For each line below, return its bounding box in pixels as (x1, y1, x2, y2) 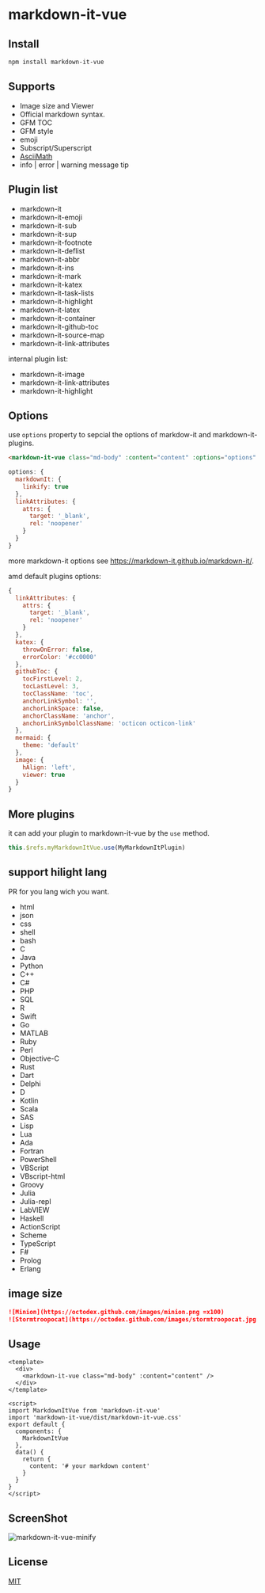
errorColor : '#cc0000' (22, 653, 97, 661)
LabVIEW (19, 1205, 50, 1214)
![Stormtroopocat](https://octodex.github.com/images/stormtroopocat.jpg (8, 1315, 257, 1324)
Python (19, 961, 44, 970)
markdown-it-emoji (19, 212, 83, 222)
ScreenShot (8, 1511, 68, 1525)
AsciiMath (19, 151, 53, 161)
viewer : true (22, 771, 66, 779)
